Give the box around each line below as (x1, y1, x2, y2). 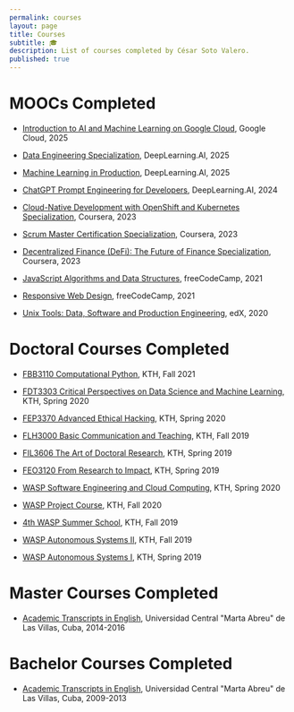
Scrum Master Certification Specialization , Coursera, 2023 (21, 228, 239, 239)
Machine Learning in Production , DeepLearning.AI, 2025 (21, 167, 231, 177)
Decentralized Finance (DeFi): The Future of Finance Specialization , (21, 245, 272, 256)
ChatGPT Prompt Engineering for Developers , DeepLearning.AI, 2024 (21, 184, 279, 195)
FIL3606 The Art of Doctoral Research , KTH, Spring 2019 (21, 447, 232, 458)
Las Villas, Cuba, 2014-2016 (21, 622, 125, 632)
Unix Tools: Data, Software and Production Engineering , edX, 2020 (21, 307, 269, 318)
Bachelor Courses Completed (9, 654, 233, 673)
